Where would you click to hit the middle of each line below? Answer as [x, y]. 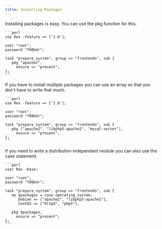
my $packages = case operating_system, [52, 195]
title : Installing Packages [34, 10]
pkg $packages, [27, 212]
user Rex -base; [21, 169]
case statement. [21, 156]
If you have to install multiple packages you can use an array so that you [78, 84]
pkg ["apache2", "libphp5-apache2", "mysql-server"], [67, 129]
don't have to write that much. [35, 90]
